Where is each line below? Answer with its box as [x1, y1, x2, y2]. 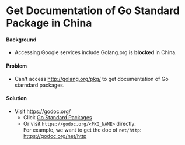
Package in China [6, 16, 92, 30]
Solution [6, 95, 27, 102]
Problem [6, 62, 27, 69]
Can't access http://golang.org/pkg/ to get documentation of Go [14, 75, 169, 82]
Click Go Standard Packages [23, 114, 92, 121]
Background [6, 36, 37, 43]
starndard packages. [14, 82, 65, 89]
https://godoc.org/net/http [23, 132, 87, 139]
